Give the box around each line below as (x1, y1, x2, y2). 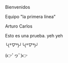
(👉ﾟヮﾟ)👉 (5, 53, 28, 58)
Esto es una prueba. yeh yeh (5, 33, 63, 38)
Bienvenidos (5, 4, 31, 10)
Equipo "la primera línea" (5, 14, 56, 19)
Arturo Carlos (5, 23, 33, 29)
